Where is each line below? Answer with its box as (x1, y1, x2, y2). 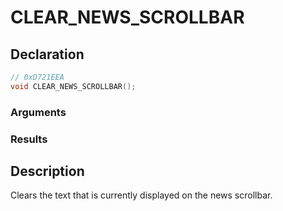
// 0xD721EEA (10, 72, 65, 82)
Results (10, 132, 48, 146)
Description (10, 162, 85, 180)
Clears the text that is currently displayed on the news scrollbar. (10, 189, 273, 201)
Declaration (10, 46, 85, 63)
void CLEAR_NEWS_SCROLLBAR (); (10, 81, 137, 91)
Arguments (10, 105, 67, 119)
